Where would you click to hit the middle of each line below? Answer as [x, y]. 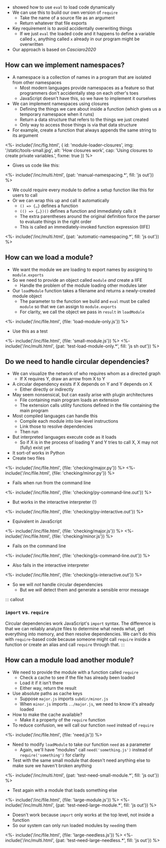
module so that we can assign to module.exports [68, 306]
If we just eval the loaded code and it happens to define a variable [87, 34]
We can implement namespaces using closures [60, 104]
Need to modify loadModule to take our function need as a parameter [82, 744]
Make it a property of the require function [62, 720]
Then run [29, 432]
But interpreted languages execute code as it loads [64, 437]
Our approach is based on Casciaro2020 [54, 50]
